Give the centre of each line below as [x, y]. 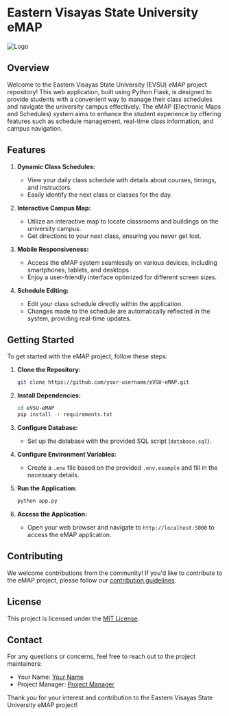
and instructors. [49, 187]
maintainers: [25, 664]
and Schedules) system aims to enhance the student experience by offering [114, 113]
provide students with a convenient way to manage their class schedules [110, 99]
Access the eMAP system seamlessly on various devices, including [122, 262]
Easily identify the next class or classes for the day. [100, 195]
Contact [25, 640]
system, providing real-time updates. [79, 318]
